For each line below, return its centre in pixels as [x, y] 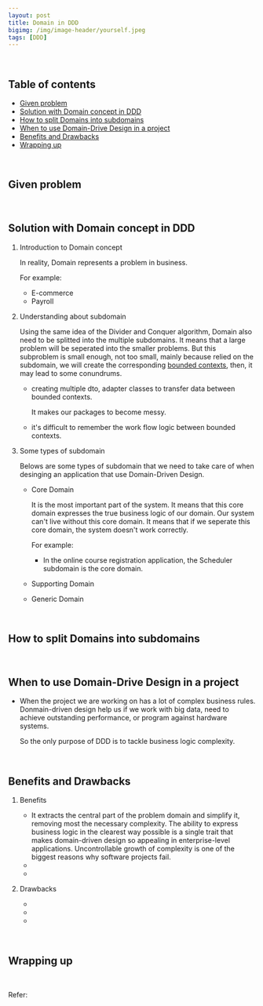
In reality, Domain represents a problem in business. [104, 262]
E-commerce [52, 293]
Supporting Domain [62, 583]
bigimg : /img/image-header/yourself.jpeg [77, 30]
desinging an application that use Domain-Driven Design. [112, 474]
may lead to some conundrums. [71, 373]
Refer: [18, 994]
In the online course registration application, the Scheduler [138, 560]
